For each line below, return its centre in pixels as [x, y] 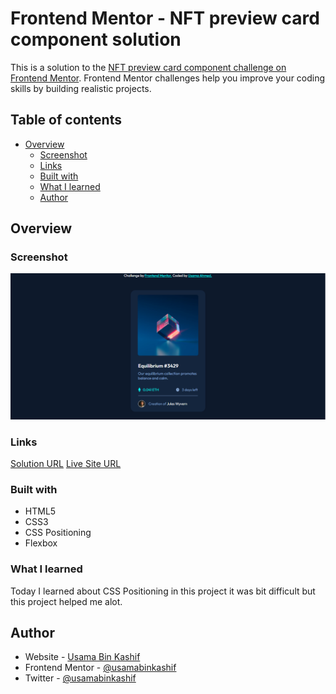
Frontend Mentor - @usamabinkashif [100, 668]
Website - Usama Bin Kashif [82, 657]
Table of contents [66, 120]
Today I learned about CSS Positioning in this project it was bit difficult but [163, 591]
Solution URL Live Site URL [66, 464]
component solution [96, 39]
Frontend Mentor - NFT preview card [165, 18]
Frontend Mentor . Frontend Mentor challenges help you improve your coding [168, 78]
